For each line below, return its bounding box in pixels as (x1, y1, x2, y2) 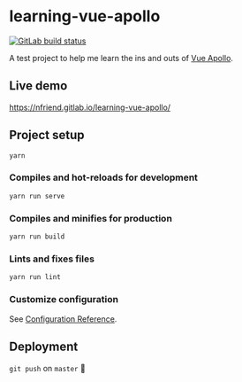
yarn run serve (9, 191, 65, 200)
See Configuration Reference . (9, 313, 117, 324)
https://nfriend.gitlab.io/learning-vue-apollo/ (9, 102, 170, 113)
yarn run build (9, 232, 65, 241)
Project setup (9, 128, 86, 143)
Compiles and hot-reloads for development (9, 171, 199, 183)
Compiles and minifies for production (9, 212, 172, 224)
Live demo (9, 78, 68, 94)
